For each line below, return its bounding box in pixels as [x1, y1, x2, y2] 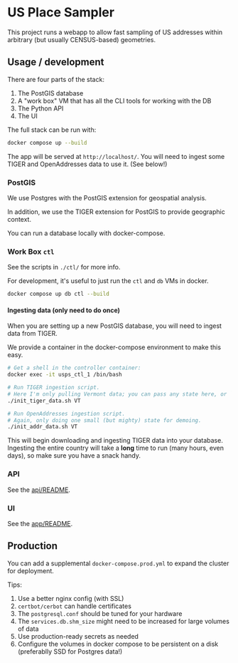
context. [7, 215, 32, 223]
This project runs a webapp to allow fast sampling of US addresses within [7, 28, 223, 36]
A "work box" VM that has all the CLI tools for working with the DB [17, 96, 212, 105]
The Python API [17, 104, 64, 113]
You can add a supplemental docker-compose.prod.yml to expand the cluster [7, 559, 229, 567]
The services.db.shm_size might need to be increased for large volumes [17, 617, 229, 625]
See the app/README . [7, 519, 73, 528]
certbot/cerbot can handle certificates [17, 602, 131, 610]
